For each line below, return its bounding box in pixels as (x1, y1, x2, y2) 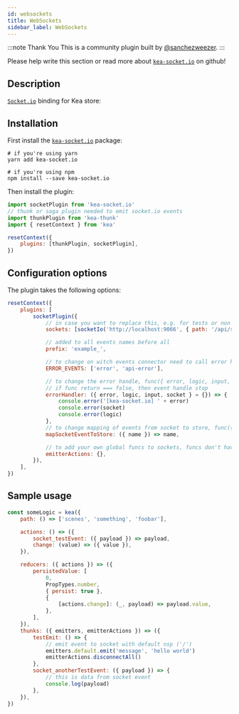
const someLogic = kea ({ (7, 509, 81, 516)
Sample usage (7, 490, 73, 502)
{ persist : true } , (45, 587, 103, 595)
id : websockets (7, 10, 53, 18)
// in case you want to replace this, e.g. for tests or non (45, 319, 231, 326)
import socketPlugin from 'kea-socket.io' (7, 201, 135, 208)
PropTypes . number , (45, 581, 100, 588)
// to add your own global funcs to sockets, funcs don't (45, 443, 221, 451)
